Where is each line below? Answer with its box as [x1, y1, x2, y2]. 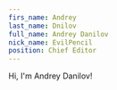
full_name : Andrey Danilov [8, 29, 109, 38]
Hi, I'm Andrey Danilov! [8, 70, 93, 81]
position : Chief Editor [8, 46, 97, 55]
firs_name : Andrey [8, 12, 77, 22]
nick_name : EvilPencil [8, 37, 93, 47]
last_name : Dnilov [8, 21, 77, 30]
